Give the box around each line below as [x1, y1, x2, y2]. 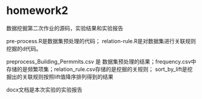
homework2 [6, 4, 69, 18]
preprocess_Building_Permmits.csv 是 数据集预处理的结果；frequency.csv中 [6, 58, 197, 65]
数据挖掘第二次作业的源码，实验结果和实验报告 [6, 24, 123, 32]
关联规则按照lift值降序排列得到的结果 [22, 73, 114, 80]
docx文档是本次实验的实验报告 [6, 86, 83, 93]
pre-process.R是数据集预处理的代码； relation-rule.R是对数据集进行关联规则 [6, 37, 196, 44]
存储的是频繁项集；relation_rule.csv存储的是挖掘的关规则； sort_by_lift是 [6, 65, 187, 73]
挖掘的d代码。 [6, 45, 42, 52]
